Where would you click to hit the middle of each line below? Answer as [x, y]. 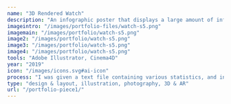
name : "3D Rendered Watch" [46, 13]
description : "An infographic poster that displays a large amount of [110, 20]
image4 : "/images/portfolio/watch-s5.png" [69, 52]
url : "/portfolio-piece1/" [46, 90]
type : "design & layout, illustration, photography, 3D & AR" [98, 83]
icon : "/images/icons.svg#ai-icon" [58, 70]
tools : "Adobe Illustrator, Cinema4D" [63, 58]
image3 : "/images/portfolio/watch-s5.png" [69, 45]
